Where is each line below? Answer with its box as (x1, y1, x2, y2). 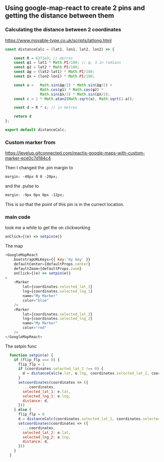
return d (14, 114, 32, 119)
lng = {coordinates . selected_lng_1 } (22, 289, 93, 294)
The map (5, 243, 23, 249)
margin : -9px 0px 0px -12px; (5, 193, 64, 198)
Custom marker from (5, 139, 56, 146)
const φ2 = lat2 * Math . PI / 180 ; (14, 65, 80, 70)
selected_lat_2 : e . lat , (22, 430, 71, 435)
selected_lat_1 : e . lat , (22, 389, 71, 394)
